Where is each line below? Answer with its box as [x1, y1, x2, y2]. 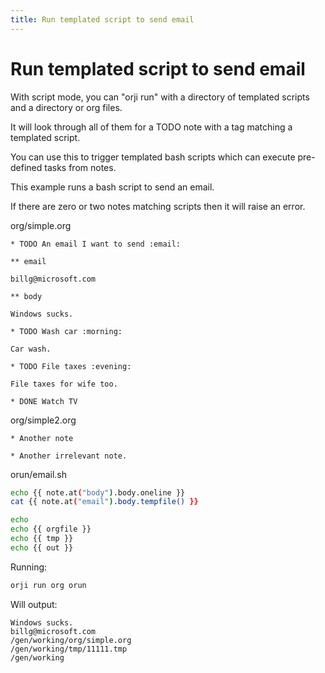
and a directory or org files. [10, 101, 123, 113]
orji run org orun [10, 580, 87, 590]
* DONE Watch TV [10, 396, 78, 406]
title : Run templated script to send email [10, 14, 195, 25]
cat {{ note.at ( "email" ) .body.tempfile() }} [10, 497, 199, 507]
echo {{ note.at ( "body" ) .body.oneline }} [10, 487, 186, 498]
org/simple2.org [10, 414, 77, 426]
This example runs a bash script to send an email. [10, 181, 215, 193]
